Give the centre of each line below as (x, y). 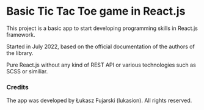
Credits (17, 87)
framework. (21, 34)
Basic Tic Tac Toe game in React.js (96, 11)
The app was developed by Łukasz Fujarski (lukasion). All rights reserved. (99, 101)
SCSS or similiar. (27, 71)
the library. (20, 53)
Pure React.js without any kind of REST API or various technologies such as (101, 65)
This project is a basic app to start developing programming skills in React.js (102, 28)
